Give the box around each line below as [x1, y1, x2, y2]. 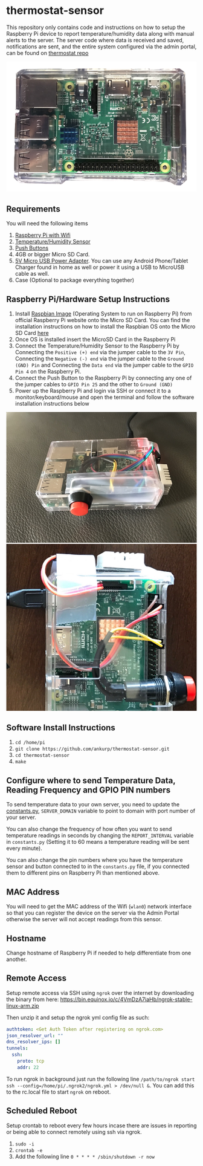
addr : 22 [17, 1064, 39, 1070]
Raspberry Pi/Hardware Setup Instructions [6, 294, 170, 304]
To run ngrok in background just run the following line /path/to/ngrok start [6, 1075, 195, 1083]
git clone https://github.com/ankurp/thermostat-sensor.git [14, 746, 170, 753]
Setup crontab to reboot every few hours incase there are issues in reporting [6, 1122, 197, 1129]
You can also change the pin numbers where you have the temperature [6, 857, 183, 864]
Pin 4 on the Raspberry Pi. [14, 368, 82, 375]
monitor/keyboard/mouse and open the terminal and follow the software [14, 394, 195, 401]
